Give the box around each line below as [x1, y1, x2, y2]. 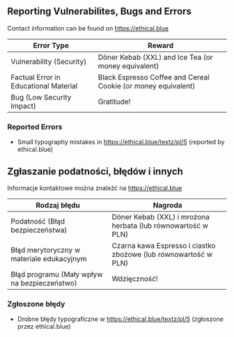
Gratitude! [97, 97, 131, 107]
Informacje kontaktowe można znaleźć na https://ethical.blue [7, 184, 182, 192]
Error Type [33, 40, 70, 50]
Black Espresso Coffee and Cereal [97, 72, 210, 82]
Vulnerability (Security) [10, 56, 87, 66]
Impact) [10, 101, 36, 111]
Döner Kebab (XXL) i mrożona [111, 212, 210, 221]
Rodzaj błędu [36, 200, 80, 210]
